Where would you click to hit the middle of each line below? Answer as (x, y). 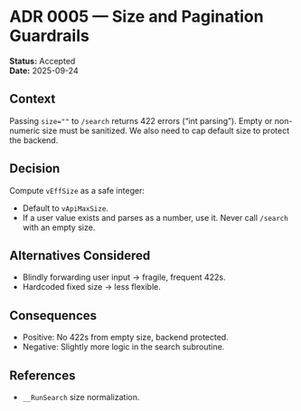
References (42, 375)
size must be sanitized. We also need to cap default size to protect (166, 130)
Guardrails (50, 36)
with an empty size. (59, 227)
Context (33, 99)
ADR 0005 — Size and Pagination (136, 17)
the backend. (34, 140)
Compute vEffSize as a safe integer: (77, 190)
